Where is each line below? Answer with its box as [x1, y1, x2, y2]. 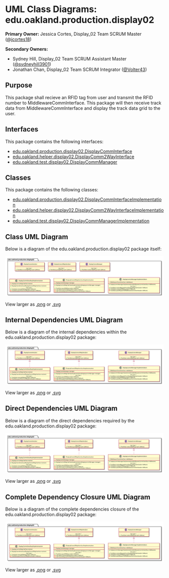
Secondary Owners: [5, 46, 48, 52]
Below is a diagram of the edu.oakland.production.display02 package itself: [5, 246, 162, 252]
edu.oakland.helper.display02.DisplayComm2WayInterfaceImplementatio [12, 207, 164, 213]
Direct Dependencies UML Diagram [5, 404, 118, 413]
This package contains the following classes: [5, 187, 99, 193]
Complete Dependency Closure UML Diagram [5, 492, 151, 501]
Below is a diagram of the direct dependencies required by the [5, 417, 135, 423]
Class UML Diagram [5, 233, 68, 241]
